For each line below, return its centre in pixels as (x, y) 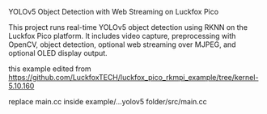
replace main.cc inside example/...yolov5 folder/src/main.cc (108, 101)
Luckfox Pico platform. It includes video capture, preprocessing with (122, 36)
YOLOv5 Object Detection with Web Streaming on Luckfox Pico (114, 12)
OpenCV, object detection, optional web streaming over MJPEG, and (122, 44)
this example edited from (50, 69)
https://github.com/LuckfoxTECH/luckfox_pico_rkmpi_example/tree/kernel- (133, 77)
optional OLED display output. (58, 53)
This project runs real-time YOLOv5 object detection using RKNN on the (128, 27)
